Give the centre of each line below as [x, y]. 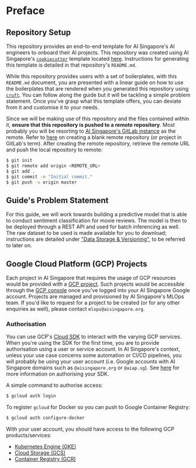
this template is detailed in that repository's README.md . [71, 65]
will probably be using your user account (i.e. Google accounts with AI [91, 362]
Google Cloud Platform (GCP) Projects [77, 264]
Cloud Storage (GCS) [40, 453]
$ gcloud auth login [31, 396]
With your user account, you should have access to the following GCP [90, 429]
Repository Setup [39, 32]
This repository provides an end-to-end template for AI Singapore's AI [90, 46]
